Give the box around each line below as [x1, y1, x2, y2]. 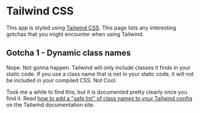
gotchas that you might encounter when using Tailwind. [6, 30, 144, 37]
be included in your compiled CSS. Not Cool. [6, 76, 117, 84]
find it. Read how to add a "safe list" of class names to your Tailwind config [6, 94, 193, 102]
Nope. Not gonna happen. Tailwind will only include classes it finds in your [6, 64, 191, 71]
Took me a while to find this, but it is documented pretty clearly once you [6, 88, 188, 96]
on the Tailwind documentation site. [6, 101, 95, 108]
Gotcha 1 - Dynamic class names [6, 48, 131, 58]
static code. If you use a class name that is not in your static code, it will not [6, 70, 194, 78]
